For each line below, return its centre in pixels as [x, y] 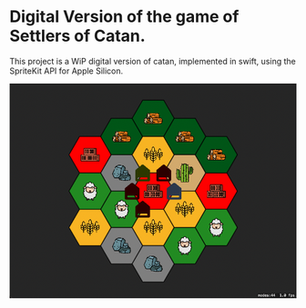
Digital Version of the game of [124, 17]
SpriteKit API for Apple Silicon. [66, 71]
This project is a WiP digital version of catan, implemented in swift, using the [153, 61]
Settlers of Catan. [77, 36]
